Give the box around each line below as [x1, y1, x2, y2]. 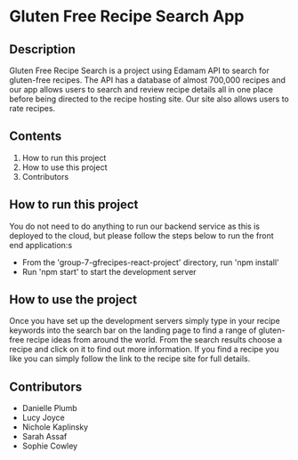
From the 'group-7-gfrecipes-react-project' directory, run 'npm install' [21, 256, 279, 268]
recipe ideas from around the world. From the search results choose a [26, 335, 283, 345]
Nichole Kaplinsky [21, 422, 89, 432]
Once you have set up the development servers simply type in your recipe [9, 316, 280, 327]
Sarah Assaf [21, 432, 68, 442]
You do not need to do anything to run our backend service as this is [9, 221, 261, 231]
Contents [9, 129, 62, 144]
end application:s [9, 239, 73, 250]
